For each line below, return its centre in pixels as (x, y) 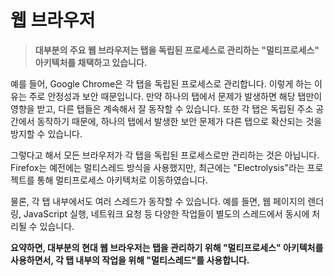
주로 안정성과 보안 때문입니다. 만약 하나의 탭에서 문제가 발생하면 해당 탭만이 (175, 96)
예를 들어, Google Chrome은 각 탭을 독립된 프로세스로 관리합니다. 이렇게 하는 (161, 83)
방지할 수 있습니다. (46, 133)
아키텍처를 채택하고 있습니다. (91, 62)
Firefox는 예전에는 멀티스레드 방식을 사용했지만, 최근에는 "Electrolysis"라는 (157, 167)
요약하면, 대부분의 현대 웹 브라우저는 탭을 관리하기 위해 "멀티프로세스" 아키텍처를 (167, 247)
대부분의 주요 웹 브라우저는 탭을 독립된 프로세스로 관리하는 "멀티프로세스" (177, 50)
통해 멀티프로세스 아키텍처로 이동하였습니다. (122, 180)
